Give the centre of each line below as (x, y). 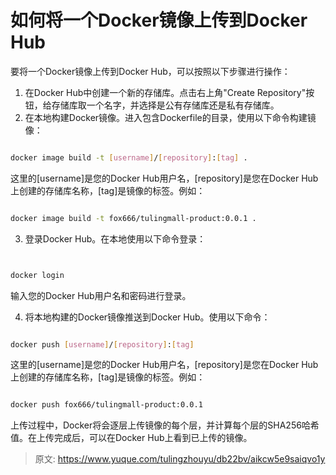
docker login (37, 275)
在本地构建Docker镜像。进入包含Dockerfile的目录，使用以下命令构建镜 (170, 117)
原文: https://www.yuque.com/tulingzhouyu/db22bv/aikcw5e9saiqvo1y (180, 459)
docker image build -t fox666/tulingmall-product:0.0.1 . (133, 218)
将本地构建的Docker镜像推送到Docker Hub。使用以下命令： (147, 317)
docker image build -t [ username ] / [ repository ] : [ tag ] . (129, 157)
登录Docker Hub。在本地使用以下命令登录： (115, 238)
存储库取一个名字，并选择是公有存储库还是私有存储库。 (165, 105)
